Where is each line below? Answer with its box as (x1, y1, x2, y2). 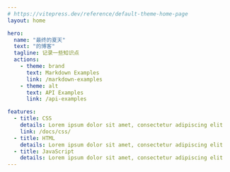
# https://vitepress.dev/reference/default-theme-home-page (7, 10, 189, 18)
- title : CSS (13, 115, 52, 122)
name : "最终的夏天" (13, 36, 66, 43)
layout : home (7, 17, 46, 24)
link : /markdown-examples (25, 76, 103, 83)
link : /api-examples (25, 96, 87, 103)
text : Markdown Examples (25, 69, 100, 76)
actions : (13, 56, 40, 64)
